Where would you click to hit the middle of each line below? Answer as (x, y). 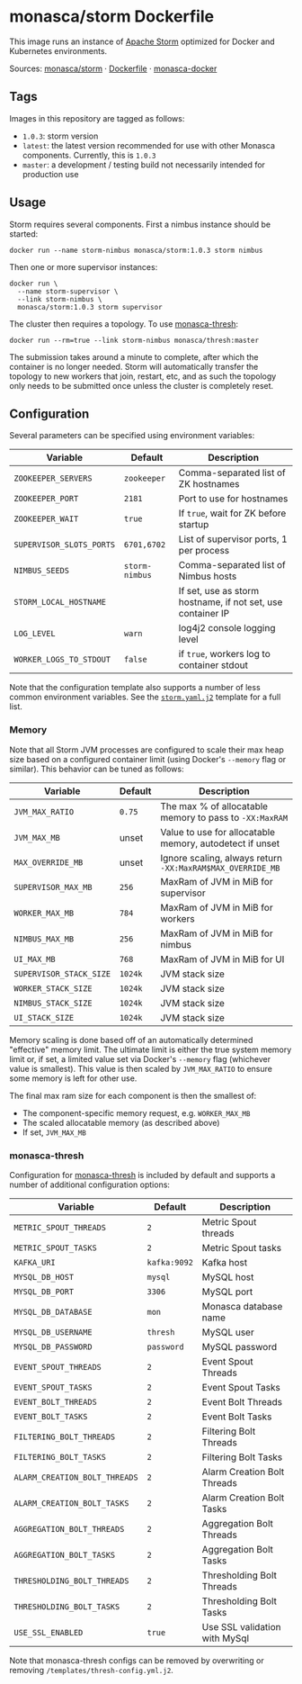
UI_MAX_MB (35, 959)
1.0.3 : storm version (60, 136)
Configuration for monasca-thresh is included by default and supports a (142, 1175)
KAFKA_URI (35, 1262)
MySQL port (227, 1292)
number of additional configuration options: (90, 1184)
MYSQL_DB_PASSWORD (53, 1346)
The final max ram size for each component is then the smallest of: (133, 1095)
